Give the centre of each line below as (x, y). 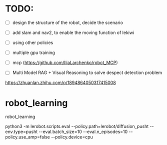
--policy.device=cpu (72, 137)
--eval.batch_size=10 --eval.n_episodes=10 (83, 132)
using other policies (33, 42)
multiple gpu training (33, 52)
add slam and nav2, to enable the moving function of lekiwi (73, 32)
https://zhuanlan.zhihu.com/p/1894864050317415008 (60, 82)
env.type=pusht (21, 132)
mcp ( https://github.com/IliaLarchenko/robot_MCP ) (65, 62)
